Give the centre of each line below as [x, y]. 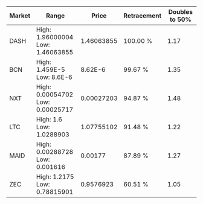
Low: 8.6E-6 [54, 77]
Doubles [181, 12]
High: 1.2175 [55, 177]
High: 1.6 [49, 119]
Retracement [143, 16]
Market [20, 16]
